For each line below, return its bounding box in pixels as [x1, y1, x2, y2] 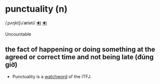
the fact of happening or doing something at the [5, 45, 156, 54]
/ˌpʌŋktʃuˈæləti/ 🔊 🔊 [5, 20, 47, 25]
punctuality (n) [5, 3, 68, 15]
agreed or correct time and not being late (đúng [5, 53, 154, 62]
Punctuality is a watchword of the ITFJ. [12, 73, 92, 79]
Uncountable [5, 31, 32, 37]
